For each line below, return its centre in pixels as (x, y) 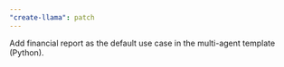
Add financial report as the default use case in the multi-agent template (142, 43)
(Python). (27, 52)
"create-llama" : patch (52, 17)
